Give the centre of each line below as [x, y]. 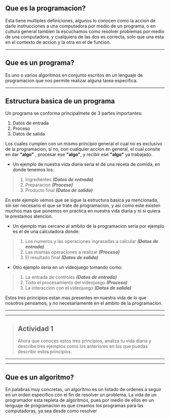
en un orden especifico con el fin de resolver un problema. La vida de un [81, 395]
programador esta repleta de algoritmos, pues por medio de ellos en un [80, 400]
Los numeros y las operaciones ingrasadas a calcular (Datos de [92, 241]
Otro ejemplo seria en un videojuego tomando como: [68, 267]
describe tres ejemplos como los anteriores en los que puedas [82, 346]
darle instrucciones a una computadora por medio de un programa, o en [80, 26]
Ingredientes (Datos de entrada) [59, 180]
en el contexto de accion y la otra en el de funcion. [58, 42]
